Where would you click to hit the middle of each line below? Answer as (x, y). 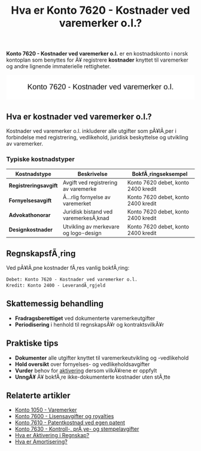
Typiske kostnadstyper (40, 159)
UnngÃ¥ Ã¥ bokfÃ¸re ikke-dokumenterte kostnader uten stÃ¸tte (92, 377)
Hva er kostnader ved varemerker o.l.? (79, 116)
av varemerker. (25, 144)
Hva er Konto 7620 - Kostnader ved (100, 10)
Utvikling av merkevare (91, 226)
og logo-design (82, 233)
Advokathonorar (30, 215)
